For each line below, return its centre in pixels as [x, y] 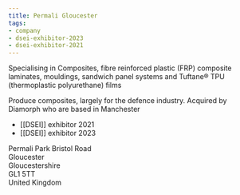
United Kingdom [35, 183]
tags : [17, 23]
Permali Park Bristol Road [50, 149]
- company [25, 30]
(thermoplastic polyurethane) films [65, 86]
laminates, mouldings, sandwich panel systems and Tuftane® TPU [116, 77]
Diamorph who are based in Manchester [75, 109]
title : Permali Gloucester [53, 16]
